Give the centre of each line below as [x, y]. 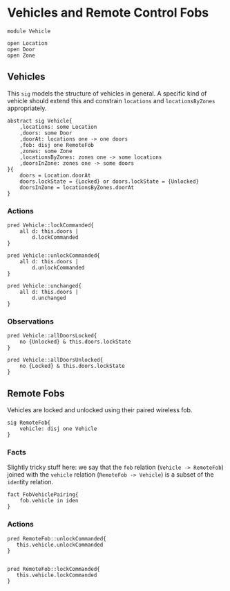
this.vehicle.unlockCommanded [60, 545]
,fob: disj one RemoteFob [57, 145]
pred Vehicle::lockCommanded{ [51, 226]
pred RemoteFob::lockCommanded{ [54, 569]
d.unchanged [49, 298]
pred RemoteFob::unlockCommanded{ [57, 538]
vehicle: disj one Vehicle [58, 429]
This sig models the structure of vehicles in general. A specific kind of [107, 93]
